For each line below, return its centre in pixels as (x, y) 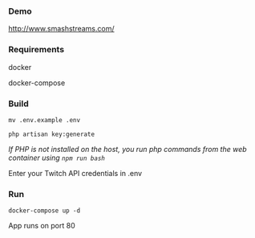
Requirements (36, 50)
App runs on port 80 (42, 226)
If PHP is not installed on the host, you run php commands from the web (127, 149)
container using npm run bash (57, 158)
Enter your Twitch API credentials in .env (75, 173)
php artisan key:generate (51, 134)
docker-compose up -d (45, 211)
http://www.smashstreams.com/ (61, 29)
